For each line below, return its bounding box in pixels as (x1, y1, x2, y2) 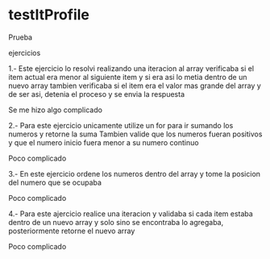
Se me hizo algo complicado (8, 105, 103, 115)
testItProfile (8, 6, 90, 24)
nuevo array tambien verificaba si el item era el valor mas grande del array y (8, 81, 262, 90)
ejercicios (8, 48, 41, 57)
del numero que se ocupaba (8, 178, 102, 187)
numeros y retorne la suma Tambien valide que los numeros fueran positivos (8, 129, 263, 139)
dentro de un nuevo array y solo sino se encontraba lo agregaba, (8, 217, 224, 227)
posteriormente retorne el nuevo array (8, 226, 135, 236)
